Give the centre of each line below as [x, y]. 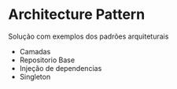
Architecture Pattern [77, 15]
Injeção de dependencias [61, 68]
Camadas [35, 51]
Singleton [35, 76]
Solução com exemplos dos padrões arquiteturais [88, 36]
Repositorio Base [47, 60]
